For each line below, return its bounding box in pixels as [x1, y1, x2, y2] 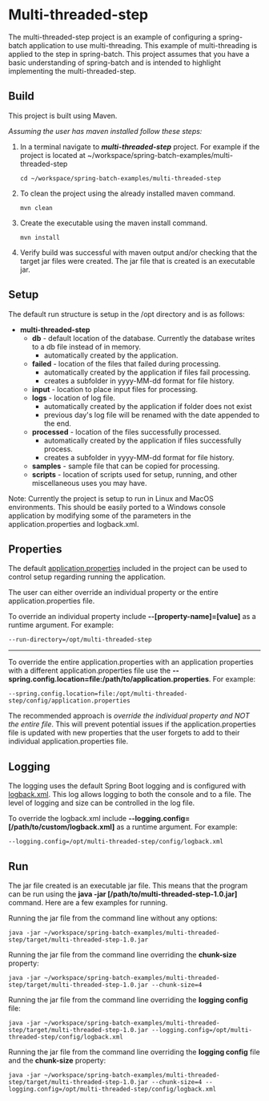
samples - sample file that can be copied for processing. [31, 461, 220, 471]
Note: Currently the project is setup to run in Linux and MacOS [8, 493, 214, 503]
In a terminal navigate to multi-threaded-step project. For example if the [19, 142, 260, 152]
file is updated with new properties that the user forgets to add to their [8, 728, 240, 738]
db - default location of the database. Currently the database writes [31, 333, 255, 342]
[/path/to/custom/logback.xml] [8, 822, 115, 832]
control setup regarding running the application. [8, 572, 167, 582]
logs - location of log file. [31, 393, 116, 403]
